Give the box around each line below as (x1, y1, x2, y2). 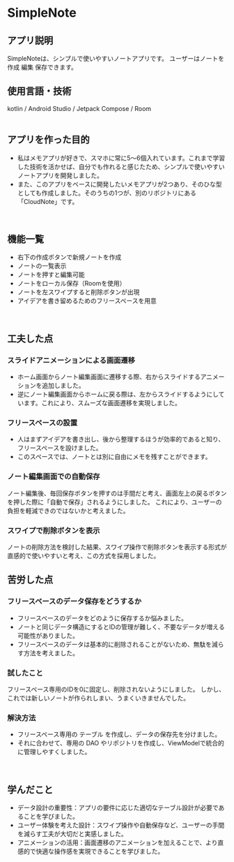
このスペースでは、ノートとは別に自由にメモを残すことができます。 (17, 453, 212, 461)
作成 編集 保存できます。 (7, 63, 78, 71)
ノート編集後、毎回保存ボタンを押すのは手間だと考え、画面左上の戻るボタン (7, 489, 227, 497)
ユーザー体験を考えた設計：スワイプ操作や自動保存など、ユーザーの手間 (17, 821, 225, 829)
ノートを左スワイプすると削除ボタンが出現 (17, 288, 140, 296)
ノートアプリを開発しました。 (17, 171, 103, 180)
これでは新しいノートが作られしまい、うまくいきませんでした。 (7, 694, 190, 702)
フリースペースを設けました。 (17, 444, 102, 452)
